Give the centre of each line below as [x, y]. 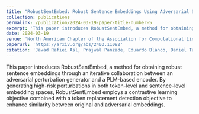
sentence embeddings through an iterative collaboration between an [90, 73]
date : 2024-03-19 [28, 34]
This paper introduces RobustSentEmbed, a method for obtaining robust [94, 67]
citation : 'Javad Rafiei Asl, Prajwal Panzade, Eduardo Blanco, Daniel [96, 50]
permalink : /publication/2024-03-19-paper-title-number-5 [79, 22]
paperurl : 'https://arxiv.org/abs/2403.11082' [65, 45]
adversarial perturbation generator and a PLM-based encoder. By [86, 79]
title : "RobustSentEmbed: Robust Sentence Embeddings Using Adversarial [98, 12]
